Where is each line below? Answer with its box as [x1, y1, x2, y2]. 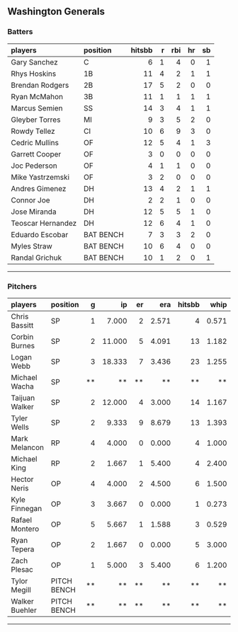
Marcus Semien [11, 103, 63, 113]
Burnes [11, 340, 35, 350]
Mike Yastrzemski [11, 172, 69, 182]
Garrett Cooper [11, 149, 62, 159]
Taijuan [11, 393, 35, 403]
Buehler [11, 605, 37, 615]
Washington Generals [7, 6, 105, 18]
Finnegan [11, 503, 42, 513]
